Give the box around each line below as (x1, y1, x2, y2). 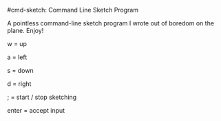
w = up (7, 40, 28, 47)
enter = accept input (7, 107, 65, 114)
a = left (7, 53, 28, 61)
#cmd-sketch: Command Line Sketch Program (7, 6, 139, 14)
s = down (7, 67, 34, 74)
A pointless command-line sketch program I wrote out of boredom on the (7, 19, 215, 27)
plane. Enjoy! (7, 27, 44, 34)
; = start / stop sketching (7, 93, 77, 101)
